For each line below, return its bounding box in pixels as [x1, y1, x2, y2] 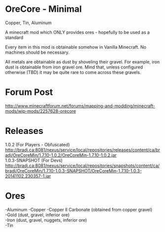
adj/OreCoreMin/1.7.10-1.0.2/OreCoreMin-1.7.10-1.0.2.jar [5, 152, 117, 158]
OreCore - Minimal [5, 3, 82, 15]
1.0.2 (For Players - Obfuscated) [5, 141, 70, 147]
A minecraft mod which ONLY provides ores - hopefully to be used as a [5, 29, 150, 35]
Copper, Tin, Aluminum [5, 20, 52, 26]
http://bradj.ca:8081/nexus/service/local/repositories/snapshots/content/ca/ [5, 163, 160, 168]
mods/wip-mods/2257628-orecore [5, 108, 76, 114]
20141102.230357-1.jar [5, 173, 51, 179]
